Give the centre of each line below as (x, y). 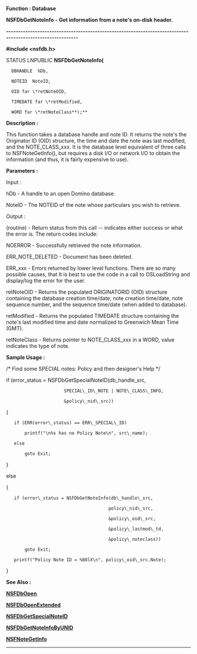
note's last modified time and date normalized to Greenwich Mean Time (92, 322)
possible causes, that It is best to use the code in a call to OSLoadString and (98, 274)
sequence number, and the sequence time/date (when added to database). (97, 304)
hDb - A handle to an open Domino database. (61, 194)
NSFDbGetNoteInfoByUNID (40, 628)
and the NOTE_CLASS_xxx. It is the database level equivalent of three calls (96, 147)
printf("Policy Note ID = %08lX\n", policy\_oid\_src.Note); (90, 560)
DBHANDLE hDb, (30, 71)
